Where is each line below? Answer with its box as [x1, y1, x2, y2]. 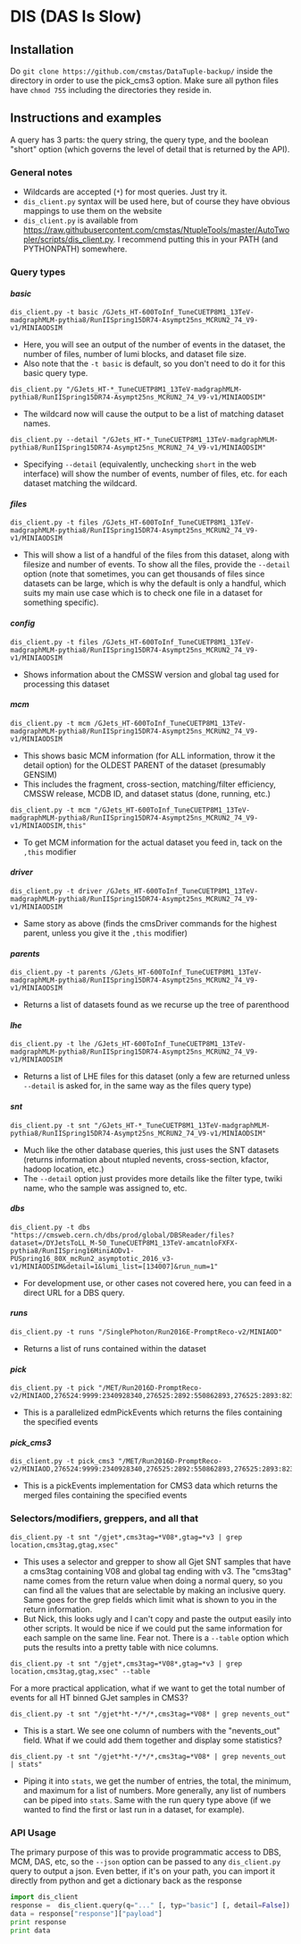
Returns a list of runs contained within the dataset [22, 1343, 206, 1354]
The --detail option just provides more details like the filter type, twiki [22, 1172, 283, 1183]
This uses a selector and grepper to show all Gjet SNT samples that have [22, 1556, 291, 1567]
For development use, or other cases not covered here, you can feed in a [22, 1277, 292, 1288]
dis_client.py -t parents [10, 968, 106, 977]
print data [10, 1926, 51, 1935]
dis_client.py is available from [22, 215, 138, 226]
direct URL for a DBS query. [22, 1287, 125, 1298]
